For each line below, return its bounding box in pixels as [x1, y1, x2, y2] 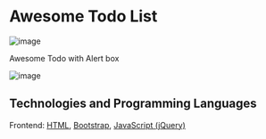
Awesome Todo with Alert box [9, 53, 120, 63]
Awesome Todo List [9, 6, 158, 27]
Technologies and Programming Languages [9, 96, 257, 111]
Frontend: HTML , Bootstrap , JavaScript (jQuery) [9, 119, 186, 130]
